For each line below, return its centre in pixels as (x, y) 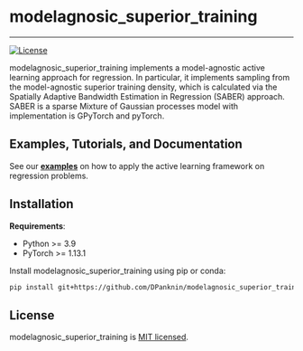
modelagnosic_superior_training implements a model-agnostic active (138, 67)
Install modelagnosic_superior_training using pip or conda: (118, 270)
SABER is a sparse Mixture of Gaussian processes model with (124, 106)
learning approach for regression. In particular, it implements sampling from (150, 77)
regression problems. (49, 175)
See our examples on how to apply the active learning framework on (137, 166)
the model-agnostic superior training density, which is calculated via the (143, 87)
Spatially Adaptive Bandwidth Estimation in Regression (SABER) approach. (147, 96)
